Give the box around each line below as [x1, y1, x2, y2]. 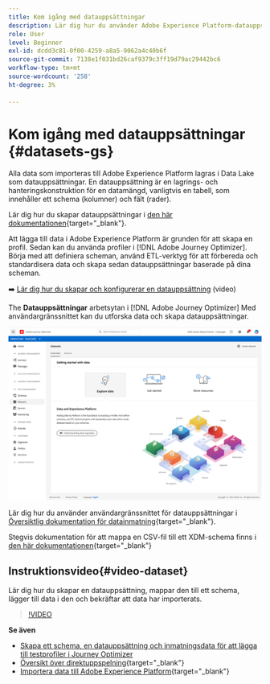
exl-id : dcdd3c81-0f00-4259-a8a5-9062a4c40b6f [8, 47, 167, 56]
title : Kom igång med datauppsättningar [8, 13, 146, 21]
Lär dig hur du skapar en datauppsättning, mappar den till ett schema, [8, 586, 239, 595]
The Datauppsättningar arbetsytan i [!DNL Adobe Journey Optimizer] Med [8, 303, 256, 313]
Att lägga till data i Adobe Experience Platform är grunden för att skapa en [8, 234, 253, 244]
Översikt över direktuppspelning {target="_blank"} [19, 658, 185, 668]
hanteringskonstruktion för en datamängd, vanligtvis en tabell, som [8, 186, 231, 196]
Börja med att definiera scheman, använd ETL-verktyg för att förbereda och [8, 251, 259, 261]
